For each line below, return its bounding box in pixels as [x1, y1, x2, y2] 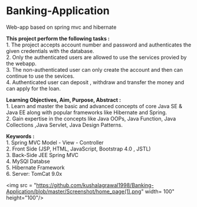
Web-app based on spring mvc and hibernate [6, 24, 117, 31]
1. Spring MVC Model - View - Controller [6, 139, 104, 146]
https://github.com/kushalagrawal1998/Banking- [36, 181, 155, 189]
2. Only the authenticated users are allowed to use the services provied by [6, 54, 187, 61]
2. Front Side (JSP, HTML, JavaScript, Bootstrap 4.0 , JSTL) [6, 145, 152, 152]
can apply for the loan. [6, 85, 61, 92]
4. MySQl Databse [6, 158, 50, 165]
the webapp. [6, 60, 37, 67]
